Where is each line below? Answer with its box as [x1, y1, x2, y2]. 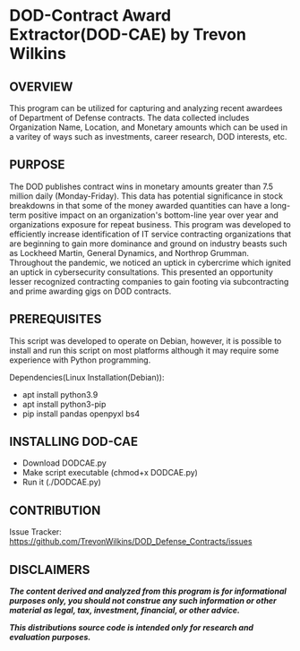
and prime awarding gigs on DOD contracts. [9, 286, 172, 296]
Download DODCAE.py [21, 458, 107, 468]
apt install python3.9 [21, 389, 99, 399]
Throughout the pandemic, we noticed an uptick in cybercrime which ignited [9, 257, 291, 268]
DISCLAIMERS [9, 561, 90, 578]
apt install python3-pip [21, 398, 107, 409]
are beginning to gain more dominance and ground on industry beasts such [9, 238, 288, 249]
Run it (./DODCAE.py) [21, 476, 101, 488]
